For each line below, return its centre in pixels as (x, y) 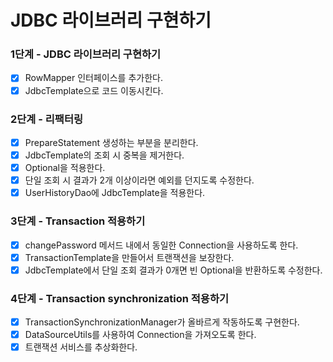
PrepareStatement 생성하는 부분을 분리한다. (111, 142)
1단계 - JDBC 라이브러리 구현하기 (86, 54)
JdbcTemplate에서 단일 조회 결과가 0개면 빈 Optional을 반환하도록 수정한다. (173, 270)
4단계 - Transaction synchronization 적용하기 (119, 298)
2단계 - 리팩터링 (47, 119)
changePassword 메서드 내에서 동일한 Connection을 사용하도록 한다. (161, 245)
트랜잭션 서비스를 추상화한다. (81, 347)
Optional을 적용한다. (65, 168)
